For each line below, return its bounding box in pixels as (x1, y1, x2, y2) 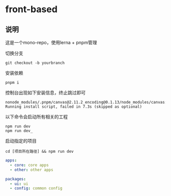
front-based (5, 4, 58, 15)
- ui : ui (10, 181, 28, 186)
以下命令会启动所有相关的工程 (5, 114, 68, 120)
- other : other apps (10, 167, 53, 172)
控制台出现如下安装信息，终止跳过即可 (5, 90, 85, 95)
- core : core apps (10, 162, 49, 168)
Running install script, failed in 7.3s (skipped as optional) (5, 104, 142, 109)
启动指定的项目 (5, 138, 37, 144)
